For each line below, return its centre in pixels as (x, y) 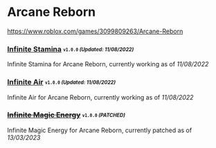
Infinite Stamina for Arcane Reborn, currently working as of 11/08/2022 (108, 64)
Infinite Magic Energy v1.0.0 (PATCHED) (66, 115)
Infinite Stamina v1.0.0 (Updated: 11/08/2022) (71, 49)
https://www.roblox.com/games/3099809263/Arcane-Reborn (95, 31)
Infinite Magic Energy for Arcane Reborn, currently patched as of (100, 130)
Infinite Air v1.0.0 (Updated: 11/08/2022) (62, 82)
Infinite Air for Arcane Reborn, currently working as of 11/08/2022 (100, 97)
